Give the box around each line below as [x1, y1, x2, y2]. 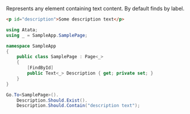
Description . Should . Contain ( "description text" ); [16, 103, 141, 109]
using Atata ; [6, 26, 38, 33]
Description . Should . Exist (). [16, 97, 88, 103]
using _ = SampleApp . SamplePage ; [6, 32, 88, 38]
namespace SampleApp [6, 43, 57, 49]
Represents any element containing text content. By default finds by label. [6, 5, 185, 12]
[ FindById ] [27, 65, 54, 71]
